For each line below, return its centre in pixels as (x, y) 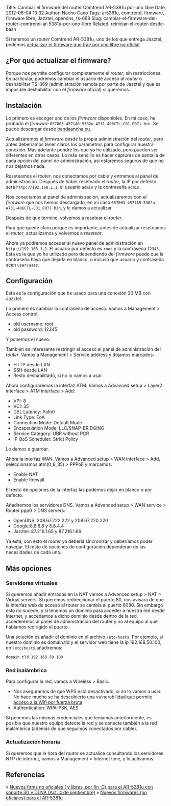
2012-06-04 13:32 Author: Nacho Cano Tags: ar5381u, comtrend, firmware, (85, 13)
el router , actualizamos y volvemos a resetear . (54, 233)
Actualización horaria (33, 742)
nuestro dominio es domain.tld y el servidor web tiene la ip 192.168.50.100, (84, 642)
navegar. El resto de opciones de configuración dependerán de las (76, 547)
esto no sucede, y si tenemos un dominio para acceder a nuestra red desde (85, 611)
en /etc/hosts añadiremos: (34, 648)
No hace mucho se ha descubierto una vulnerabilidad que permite (83, 697)
